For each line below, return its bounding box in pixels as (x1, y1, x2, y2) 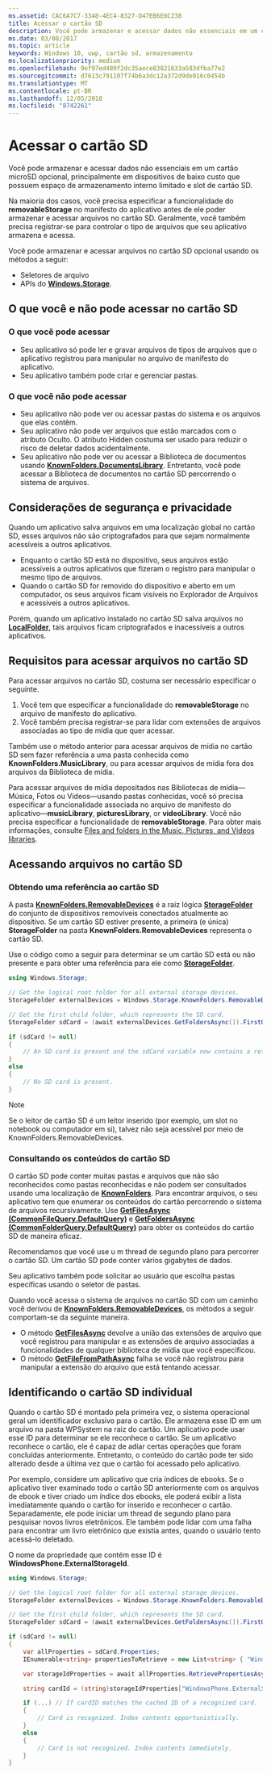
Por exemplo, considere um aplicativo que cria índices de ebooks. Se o (8, 1474, 244, 1483)
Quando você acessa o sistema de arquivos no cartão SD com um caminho (8, 1295, 258, 1305)
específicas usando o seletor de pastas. (8, 1280, 141, 1290)
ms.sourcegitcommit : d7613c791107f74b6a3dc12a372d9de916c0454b (8, 72, 226, 80)
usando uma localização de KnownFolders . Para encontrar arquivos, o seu (8, 1188, 258, 1199)
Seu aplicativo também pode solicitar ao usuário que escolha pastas (8, 1271, 236, 1281)
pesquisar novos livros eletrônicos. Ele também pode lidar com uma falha (8, 1517, 252, 1526)
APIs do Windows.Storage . (19, 279, 112, 289)
